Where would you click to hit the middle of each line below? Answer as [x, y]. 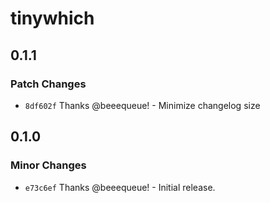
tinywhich [52, 18]
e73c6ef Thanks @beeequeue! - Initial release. [120, 187]
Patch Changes [48, 84]
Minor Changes [48, 165]
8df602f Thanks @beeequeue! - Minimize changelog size [142, 105]
